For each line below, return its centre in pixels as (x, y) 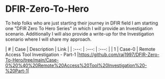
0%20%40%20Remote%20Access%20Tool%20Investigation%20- (76, 65)
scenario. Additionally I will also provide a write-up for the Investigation (80, 34)
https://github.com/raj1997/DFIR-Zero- (119, 55)
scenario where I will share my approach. (48, 39)
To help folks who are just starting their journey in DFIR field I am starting (82, 23)
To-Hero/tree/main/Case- (32, 60)
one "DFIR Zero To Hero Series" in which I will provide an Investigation (79, 28)
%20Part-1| (17, 71)
